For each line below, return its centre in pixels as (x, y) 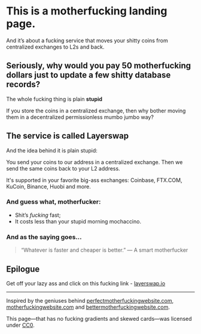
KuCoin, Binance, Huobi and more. (49, 186)
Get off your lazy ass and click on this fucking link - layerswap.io (86, 283)
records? (23, 84)
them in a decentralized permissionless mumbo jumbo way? (80, 117)
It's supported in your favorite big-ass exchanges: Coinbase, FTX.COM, (94, 180)
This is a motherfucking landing (87, 11)
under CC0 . (20, 325)
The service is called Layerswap (68, 136)
